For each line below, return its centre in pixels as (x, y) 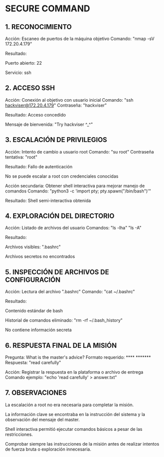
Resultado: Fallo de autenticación (39, 166)
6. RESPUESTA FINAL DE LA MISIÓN (61, 345)
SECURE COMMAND (48, 9)
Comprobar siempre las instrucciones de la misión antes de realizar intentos (82, 444)
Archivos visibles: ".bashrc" (33, 247)
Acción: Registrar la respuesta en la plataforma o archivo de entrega (74, 372)
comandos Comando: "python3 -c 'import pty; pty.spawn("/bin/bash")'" (78, 191)
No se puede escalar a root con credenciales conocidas (62, 176)
